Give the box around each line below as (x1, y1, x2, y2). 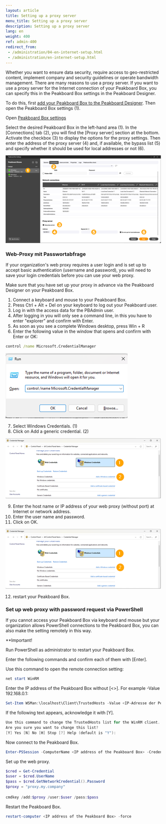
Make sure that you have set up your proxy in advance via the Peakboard (5, 282, 154, 288)
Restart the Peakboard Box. (5, 804, 61, 810)
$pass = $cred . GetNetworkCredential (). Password (5, 779, 105, 784)
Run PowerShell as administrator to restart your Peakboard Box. (5, 647, 135, 653)
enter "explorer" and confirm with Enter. (12, 318, 94, 324)
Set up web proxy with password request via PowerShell (5, 606, 143, 613)
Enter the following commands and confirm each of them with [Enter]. (5, 657, 147, 663)
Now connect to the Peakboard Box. (5, 739, 79, 745)
